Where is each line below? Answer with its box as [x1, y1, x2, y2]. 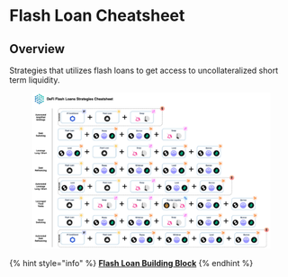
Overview [9, 41, 66, 57]
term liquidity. [9, 75, 60, 85]
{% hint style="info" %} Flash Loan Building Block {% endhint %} [9, 258, 254, 269]
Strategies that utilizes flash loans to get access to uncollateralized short [9, 65, 279, 76]
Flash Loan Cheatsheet [9, 5, 185, 26]
